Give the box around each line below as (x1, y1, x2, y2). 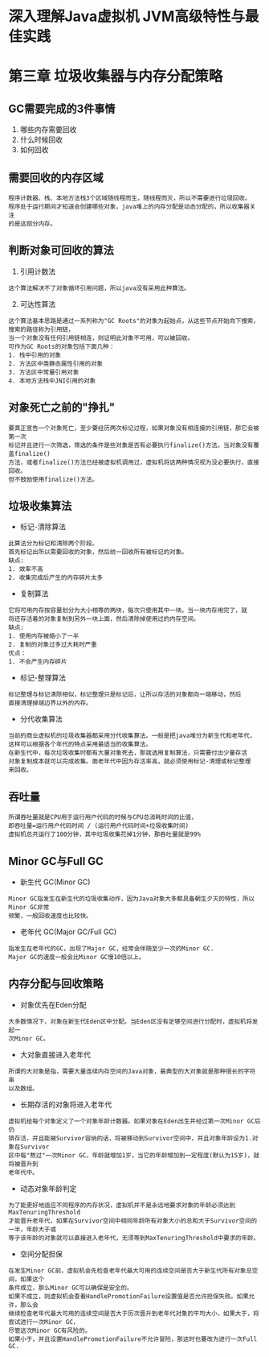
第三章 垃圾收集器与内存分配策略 (8, 68, 223, 85)
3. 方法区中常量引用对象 (8, 368, 79, 376)
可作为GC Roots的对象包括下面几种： (8, 342, 115, 350)
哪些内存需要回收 (19, 125, 77, 134)
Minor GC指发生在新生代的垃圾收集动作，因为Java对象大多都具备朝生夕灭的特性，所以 (8, 895, 255, 903)
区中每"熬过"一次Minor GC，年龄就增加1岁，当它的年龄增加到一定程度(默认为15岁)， (8, 1151, 254, 1160)
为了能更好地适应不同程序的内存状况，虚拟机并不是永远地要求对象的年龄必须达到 (8, 1201, 235, 1209)
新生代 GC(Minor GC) (19, 877, 91, 887)
